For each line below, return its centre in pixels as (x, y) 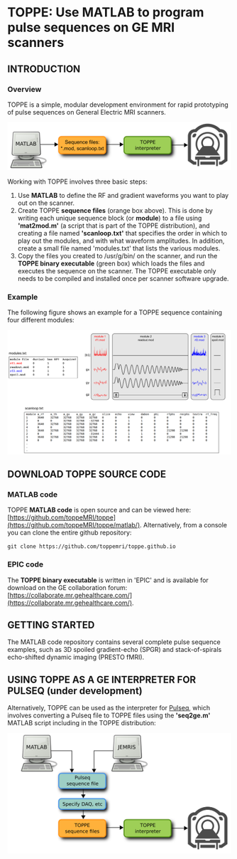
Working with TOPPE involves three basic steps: (77, 181)
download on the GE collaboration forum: (67, 587)
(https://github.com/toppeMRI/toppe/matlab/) (74, 525)
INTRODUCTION (44, 69)
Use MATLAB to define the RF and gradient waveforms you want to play (123, 196)
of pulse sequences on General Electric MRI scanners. (87, 112)
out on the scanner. (46, 203)
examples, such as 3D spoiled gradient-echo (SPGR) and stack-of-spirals (115, 650)
